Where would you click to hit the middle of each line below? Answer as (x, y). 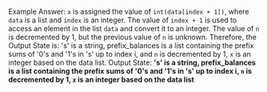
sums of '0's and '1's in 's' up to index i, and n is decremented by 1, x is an (130, 54)
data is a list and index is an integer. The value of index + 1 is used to (123, 20)
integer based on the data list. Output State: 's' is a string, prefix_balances (132, 62)
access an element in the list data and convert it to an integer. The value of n (134, 28)
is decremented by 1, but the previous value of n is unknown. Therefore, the (133, 37)
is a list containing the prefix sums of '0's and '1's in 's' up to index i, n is (130, 71)
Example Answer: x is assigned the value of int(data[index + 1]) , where (129, 12)
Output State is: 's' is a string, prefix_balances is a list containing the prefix (131, 46)
